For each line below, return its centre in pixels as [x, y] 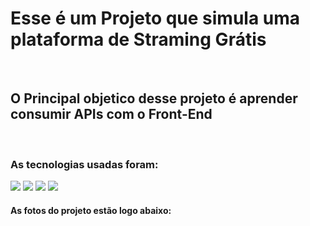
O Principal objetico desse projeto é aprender [154, 98]
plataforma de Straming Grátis [138, 39]
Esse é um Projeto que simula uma [155, 18]
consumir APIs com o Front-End [111, 114]
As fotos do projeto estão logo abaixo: [91, 210]
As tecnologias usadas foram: [84, 164]
